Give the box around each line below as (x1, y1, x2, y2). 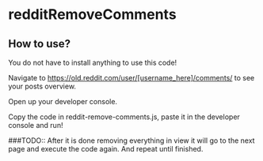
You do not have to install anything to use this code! (8, 58, 177, 67)
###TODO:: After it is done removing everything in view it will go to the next (8, 136, 255, 145)
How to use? (8, 37, 71, 51)
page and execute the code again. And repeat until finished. (8, 144, 204, 153)
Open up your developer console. (8, 97, 117, 106)
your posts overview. (8, 81, 77, 91)
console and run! (8, 121, 63, 129)
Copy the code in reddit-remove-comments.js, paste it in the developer (8, 112, 240, 122)
